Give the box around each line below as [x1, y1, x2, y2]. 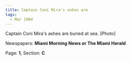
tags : [5, 12, 17, 17]
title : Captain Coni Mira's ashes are [5, 7, 88, 13]
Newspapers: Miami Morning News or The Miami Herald [5, 40, 126, 46]
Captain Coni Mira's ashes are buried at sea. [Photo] [5, 31, 116, 37]
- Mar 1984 [10, 17, 33, 22]
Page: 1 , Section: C [5, 50, 45, 56]
